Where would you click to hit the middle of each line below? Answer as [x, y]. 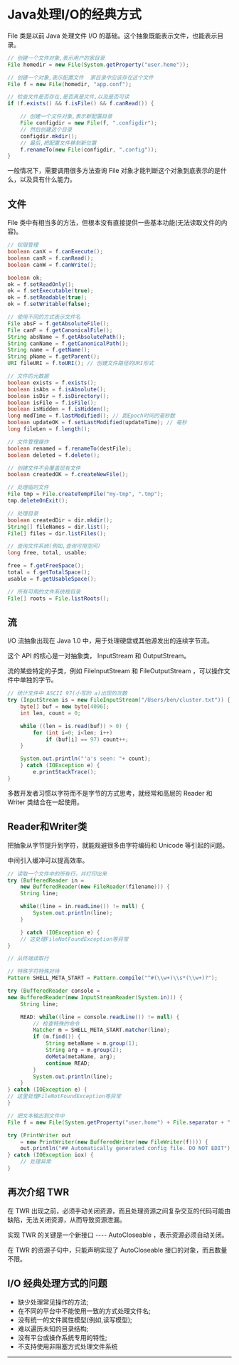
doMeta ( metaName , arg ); [80, 1056]
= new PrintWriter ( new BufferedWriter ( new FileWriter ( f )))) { [114, 1142]
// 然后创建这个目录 [46, 130]
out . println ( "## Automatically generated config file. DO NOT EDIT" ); [127, 1149]
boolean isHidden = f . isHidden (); [59, 409]
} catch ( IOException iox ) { [51, 1155]
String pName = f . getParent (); [54, 357]
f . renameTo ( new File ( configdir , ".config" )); [89, 149]
